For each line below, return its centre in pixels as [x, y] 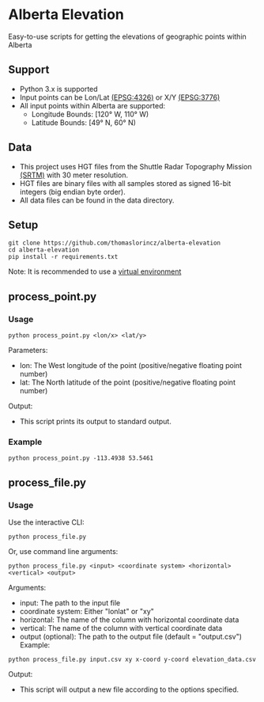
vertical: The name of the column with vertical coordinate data [121, 628]
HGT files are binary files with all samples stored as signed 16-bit [125, 183]
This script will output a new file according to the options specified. [129, 689]
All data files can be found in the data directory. [97, 200]
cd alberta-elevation [44, 250]
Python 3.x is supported [58, 89]
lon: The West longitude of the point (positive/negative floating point [131, 366]
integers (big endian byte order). [72, 192]
